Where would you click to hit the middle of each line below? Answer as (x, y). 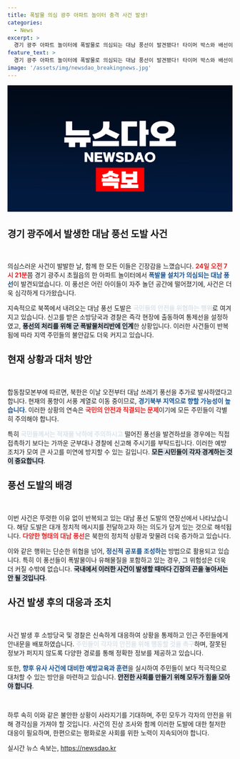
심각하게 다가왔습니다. (45, 293)
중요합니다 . (30, 460)
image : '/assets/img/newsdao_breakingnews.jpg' (80, 68)
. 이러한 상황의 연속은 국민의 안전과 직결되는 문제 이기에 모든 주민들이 (119, 410)
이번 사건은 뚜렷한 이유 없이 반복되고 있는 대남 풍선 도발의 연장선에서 (102, 517)
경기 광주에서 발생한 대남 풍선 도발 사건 (87, 233)
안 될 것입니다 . (27, 577)
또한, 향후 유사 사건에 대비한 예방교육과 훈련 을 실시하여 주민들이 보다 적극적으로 (117, 668)
